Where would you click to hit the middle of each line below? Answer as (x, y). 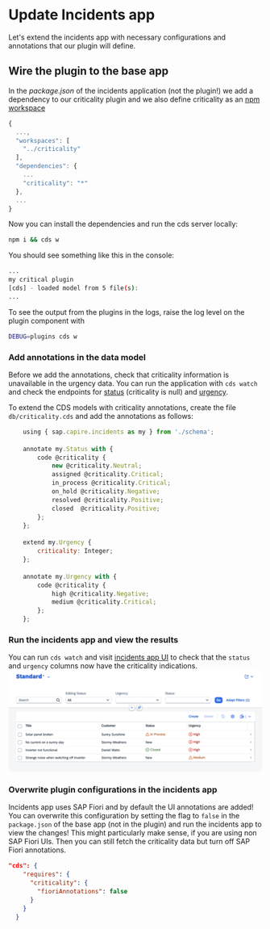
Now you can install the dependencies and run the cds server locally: (123, 224)
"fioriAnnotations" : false (83, 892)
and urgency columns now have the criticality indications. (103, 666)
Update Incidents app (82, 15)
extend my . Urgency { (57, 542)
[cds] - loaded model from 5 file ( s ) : (73, 288)
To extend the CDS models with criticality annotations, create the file (122, 407)
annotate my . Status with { (68, 449)
